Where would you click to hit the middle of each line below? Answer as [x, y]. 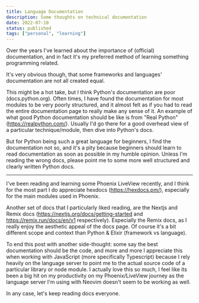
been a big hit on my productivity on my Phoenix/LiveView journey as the [95, 276]
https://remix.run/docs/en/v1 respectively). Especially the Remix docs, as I [97, 220]
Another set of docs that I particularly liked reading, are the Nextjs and [92, 208]
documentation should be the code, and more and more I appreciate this [94, 251]
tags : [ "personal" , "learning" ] [46, 34]
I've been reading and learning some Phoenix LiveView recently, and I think [98, 183]
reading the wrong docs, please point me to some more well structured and [98, 160]
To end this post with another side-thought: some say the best [82, 244]
